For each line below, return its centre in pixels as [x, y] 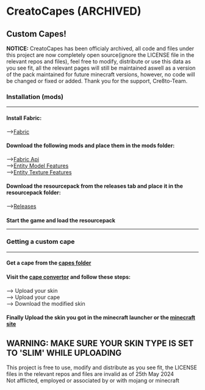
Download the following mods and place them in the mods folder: [91, 145]
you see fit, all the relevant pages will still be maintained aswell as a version [101, 68]
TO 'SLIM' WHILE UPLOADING [64, 353]
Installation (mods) [35, 97]
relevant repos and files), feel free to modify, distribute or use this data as [99, 61]
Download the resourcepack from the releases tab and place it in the [95, 186]
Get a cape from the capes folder [49, 263]
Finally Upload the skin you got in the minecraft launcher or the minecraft [101, 318]
